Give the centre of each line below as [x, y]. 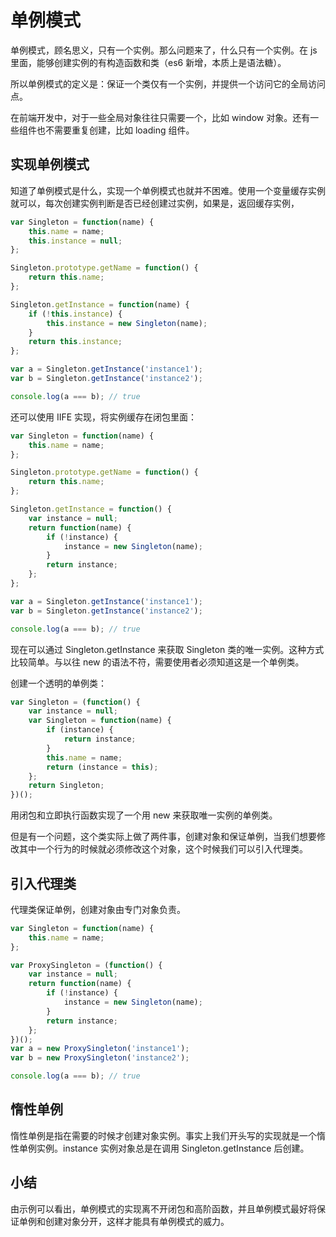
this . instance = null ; [75, 241]
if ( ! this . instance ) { [75, 314]
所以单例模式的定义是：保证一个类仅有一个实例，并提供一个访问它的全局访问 [168, 83]
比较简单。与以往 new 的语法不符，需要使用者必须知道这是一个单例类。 [157, 662]
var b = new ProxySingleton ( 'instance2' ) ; [100, 1058]
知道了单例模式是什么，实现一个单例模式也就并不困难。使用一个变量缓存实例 [168, 190]
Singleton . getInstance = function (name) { [100, 304]
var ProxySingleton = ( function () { [86, 965]
